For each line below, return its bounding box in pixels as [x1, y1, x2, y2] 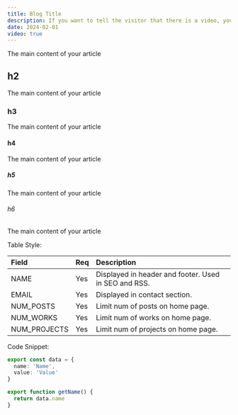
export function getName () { [7, 389, 93, 396]
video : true [7, 30, 42, 38]
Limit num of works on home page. [95, 312, 211, 322]
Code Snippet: [7, 342, 50, 351]
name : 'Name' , [13, 363, 55, 370]
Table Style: [7, 240, 42, 249]
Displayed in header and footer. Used [95, 269, 220, 279]
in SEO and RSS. [95, 278, 150, 288]
